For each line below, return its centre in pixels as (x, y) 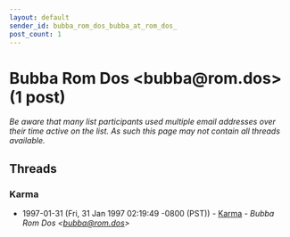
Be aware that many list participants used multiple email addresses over (143, 122)
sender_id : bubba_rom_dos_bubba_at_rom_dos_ (93, 26)
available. (28, 141)
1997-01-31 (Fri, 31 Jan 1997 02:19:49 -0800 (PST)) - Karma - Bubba (148, 213)
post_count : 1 (36, 34)
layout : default (39, 17)
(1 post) (37, 97)
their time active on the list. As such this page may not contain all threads (145, 131)
